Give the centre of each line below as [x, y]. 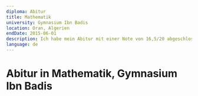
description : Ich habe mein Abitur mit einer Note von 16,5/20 [85, 39]
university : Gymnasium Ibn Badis [47, 22]
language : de [22, 45]
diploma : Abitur [26, 11]
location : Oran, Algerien [38, 28]
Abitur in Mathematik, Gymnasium [92, 74]
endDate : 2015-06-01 [32, 34]
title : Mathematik [29, 17]
